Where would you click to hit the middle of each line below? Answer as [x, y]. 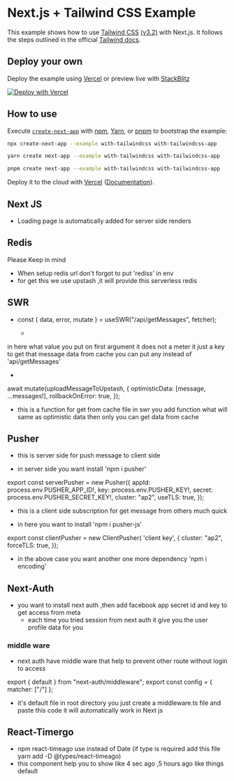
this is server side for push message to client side [89, 455]
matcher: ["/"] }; [30, 689]
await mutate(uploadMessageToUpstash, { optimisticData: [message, [107, 388]
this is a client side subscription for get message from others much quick [122, 511]
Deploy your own [45, 62]
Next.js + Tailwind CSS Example [102, 13]
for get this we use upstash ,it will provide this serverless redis [107, 280]
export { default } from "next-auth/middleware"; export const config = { [110, 682]
